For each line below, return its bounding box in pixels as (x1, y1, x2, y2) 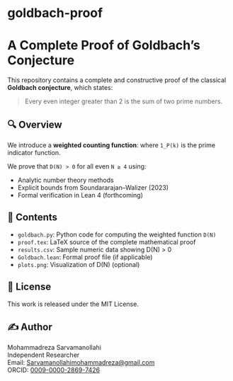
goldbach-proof (7, 5, 103, 21)
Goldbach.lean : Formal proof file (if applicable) (17, 253, 153, 261)
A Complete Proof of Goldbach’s (7, 38, 200, 54)
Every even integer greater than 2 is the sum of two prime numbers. (24, 97, 223, 106)
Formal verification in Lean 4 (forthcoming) (17, 190, 144, 199)
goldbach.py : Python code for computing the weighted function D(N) (17, 230, 217, 239)
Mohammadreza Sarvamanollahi (7, 343, 101, 352)
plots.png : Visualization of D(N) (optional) (17, 260, 140, 268)
